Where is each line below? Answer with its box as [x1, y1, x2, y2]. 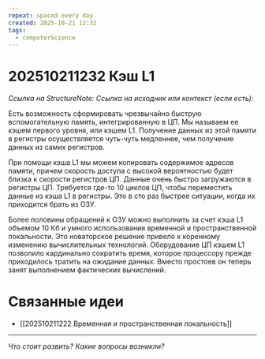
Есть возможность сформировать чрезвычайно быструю [8, 109, 203, 118]
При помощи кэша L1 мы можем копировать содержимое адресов [8, 158, 234, 167]
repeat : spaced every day [8, 11, 93, 20]
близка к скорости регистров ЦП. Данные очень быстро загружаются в [8, 174, 252, 184]
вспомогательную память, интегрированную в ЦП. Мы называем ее [8, 118, 239, 127]
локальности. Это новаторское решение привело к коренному [8, 232, 221, 241]
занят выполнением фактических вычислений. [8, 265, 166, 275]
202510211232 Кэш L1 [8, 68, 155, 85]
